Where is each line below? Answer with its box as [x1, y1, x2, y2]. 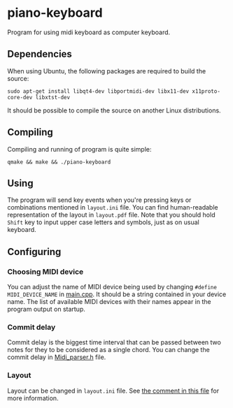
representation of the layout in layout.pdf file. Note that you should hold [7, 211, 216, 219]
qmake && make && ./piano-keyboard [7, 159, 111, 166]
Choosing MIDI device [7, 267, 84, 277]
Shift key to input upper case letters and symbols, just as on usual [7, 218, 199, 226]
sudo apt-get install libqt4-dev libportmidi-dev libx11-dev [7, 87, 190, 95]
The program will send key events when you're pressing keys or [7, 196, 192, 204]
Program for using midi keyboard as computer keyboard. [7, 28, 171, 36]
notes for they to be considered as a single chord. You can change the [7, 346, 210, 354]
